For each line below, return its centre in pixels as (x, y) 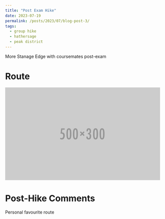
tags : (11, 26)
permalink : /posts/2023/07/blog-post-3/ (48, 21)
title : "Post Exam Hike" (31, 10)
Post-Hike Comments (50, 198)
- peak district (26, 42)
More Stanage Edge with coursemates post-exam (56, 56)
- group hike (23, 31)
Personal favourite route (30, 212)
